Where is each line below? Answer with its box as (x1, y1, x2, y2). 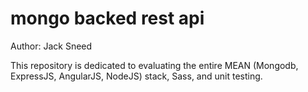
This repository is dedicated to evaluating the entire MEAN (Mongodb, (10, 59, 299, 71)
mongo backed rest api (10, 7, 205, 30)
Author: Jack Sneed (10, 40, 93, 52)
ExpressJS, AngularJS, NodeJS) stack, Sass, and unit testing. (10, 70, 263, 82)
